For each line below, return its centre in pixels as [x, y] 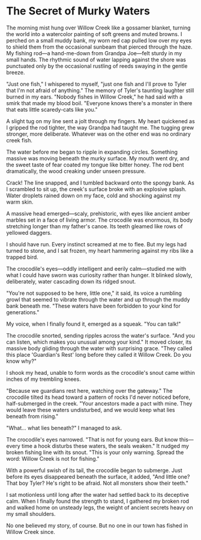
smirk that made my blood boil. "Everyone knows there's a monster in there [99, 103]
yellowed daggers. [29, 232]
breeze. [16, 72]
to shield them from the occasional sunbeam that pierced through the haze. [100, 47]
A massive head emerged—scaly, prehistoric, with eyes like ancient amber [98, 213]
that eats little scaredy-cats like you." [52, 109]
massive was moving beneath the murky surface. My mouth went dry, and [98, 158]
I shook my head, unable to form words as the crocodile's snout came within [100, 372]
